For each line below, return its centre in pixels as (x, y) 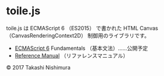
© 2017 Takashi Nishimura (38, 67)
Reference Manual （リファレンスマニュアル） (72, 55)
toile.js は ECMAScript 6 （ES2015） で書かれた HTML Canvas (82, 28)
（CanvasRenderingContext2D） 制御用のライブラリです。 (78, 35)
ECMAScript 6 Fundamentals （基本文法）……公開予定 (81, 48)
